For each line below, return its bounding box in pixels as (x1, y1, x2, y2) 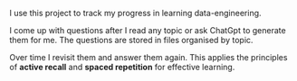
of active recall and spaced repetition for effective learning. (9, 62, 235, 72)
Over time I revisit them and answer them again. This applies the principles (9, 52, 288, 62)
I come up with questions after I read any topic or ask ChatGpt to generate (9, 25, 287, 35)
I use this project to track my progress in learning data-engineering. (9, 8, 262, 18)
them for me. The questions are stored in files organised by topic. (9, 35, 254, 45)
